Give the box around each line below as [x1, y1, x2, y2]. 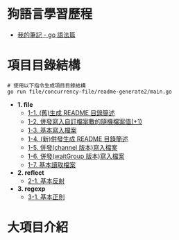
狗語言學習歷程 [7, 6, 93, 22]
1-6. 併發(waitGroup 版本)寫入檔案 [27, 152, 125, 160]
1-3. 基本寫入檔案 [27, 126, 77, 134]
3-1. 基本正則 [27, 192, 65, 201]
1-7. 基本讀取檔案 [27, 160, 76, 169]
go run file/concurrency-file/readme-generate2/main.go [7, 88, 172, 95]
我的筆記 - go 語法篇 [17, 31, 76, 39]
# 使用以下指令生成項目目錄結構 [7, 82, 86, 89]
